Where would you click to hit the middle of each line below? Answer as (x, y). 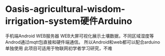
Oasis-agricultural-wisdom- (65, 9)
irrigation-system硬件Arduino (69, 21)
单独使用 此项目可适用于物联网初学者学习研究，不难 (59, 48)
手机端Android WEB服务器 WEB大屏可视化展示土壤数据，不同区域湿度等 (80, 36)
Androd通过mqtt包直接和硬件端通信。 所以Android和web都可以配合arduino (83, 42)
